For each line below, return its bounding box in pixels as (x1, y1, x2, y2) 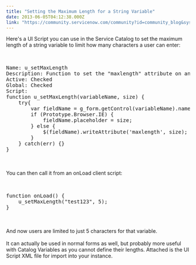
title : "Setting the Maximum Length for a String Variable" (6, 8, 156, 15)
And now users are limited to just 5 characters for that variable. (6, 228, 157, 235)
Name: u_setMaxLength (6, 65, 68, 71)
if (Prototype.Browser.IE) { (30, 111, 114, 118)
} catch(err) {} (18, 141, 65, 147)
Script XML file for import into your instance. (6, 252, 113, 260)
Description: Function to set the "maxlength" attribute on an (6, 71, 191, 77)
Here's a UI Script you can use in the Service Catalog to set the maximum (6, 36, 183, 43)
